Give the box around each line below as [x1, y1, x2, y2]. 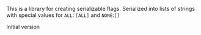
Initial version [6, 24, 40, 30]
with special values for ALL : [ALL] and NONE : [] [6, 11, 120, 19]
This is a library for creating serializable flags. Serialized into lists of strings [6, 5, 196, 12]
